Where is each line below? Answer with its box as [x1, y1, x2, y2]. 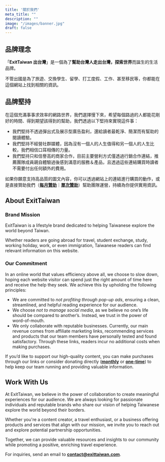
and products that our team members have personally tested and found [12, 333, 157, 339]
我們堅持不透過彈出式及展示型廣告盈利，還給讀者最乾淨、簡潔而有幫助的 [12, 128, 159, 134]
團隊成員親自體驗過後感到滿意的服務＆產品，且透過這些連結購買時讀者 [16, 159, 159, 165]
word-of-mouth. [12, 318, 45, 323]
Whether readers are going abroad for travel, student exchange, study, [5, 237, 148, 243]
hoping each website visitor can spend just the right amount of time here [5, 277, 152, 283]
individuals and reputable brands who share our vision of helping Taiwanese [5, 401, 160, 407]
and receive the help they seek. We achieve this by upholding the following [5, 282, 157, 287]
